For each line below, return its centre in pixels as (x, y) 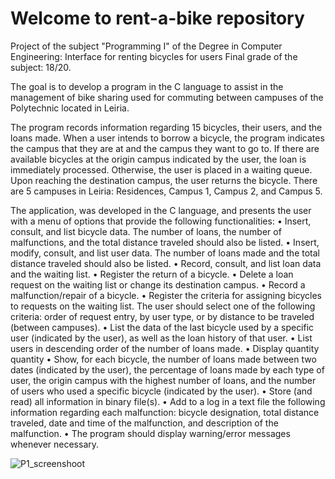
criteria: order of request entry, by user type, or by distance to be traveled (162, 316)
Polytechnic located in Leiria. (70, 108)
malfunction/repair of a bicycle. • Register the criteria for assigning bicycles (166, 295)
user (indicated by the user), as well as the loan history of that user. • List (161, 338)
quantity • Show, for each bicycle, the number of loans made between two (163, 359)
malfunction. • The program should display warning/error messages (150, 433)
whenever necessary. (55, 444)
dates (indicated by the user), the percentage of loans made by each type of (167, 369)
